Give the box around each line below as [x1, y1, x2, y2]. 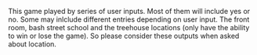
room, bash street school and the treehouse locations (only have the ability [8, 23, 250, 32]
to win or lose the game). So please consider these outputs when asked [8, 31, 240, 40]
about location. [8, 40, 57, 49]
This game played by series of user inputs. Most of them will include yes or [8, 7, 251, 15]
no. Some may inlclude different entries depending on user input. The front [8, 15, 250, 24]
